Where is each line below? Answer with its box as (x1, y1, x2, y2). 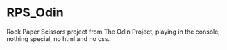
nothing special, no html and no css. (6, 34, 110, 42)
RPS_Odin (6, 5, 64, 21)
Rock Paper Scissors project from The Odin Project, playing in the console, (6, 27, 220, 36)
